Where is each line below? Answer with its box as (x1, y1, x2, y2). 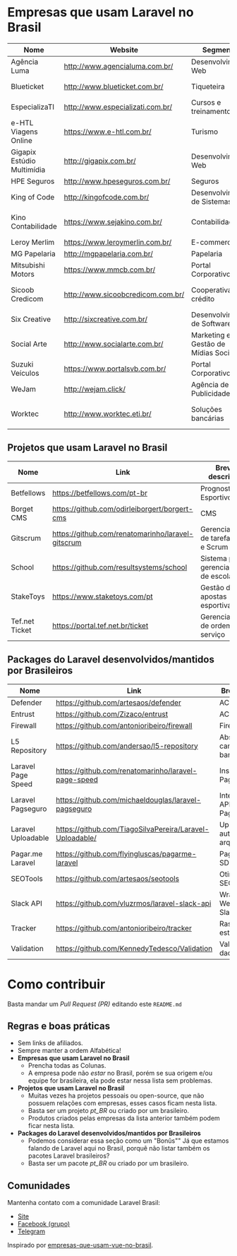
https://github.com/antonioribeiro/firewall (56, 720, 193, 730)
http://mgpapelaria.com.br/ (63, 248, 154, 258)
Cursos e (190, 97, 221, 107)
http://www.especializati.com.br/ (63, 102, 173, 112)
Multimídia (11, 164, 46, 174)
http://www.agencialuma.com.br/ (63, 61, 174, 71)
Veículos (11, 368, 39, 378)
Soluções (190, 404, 222, 414)
